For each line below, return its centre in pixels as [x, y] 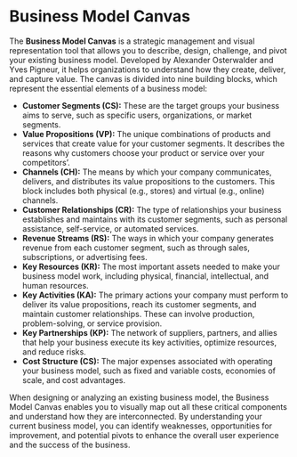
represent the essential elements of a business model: [108, 88]
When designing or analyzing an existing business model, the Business [139, 397]
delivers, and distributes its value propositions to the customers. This [148, 181]
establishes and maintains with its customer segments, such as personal [155, 219]
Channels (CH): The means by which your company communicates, [147, 172]
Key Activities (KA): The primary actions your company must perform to [155, 295]
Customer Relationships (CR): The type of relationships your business [152, 209]
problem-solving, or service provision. [92, 323]
